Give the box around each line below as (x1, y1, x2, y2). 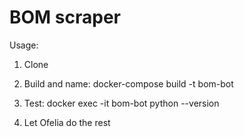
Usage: (9, 39, 39, 51)
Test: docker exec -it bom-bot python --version (23, 97, 220, 109)
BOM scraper (9, 6, 121, 29)
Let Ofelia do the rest (23, 116, 111, 128)
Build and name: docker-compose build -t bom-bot (23, 77, 234, 90)
